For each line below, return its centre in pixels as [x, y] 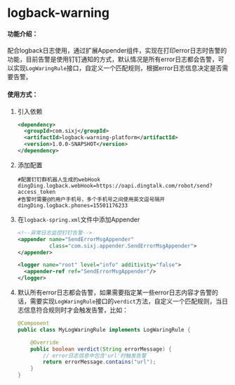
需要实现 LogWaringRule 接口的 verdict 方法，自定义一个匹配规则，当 [126, 301]
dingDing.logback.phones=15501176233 [73, 205]
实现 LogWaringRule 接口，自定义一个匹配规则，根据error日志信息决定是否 [117, 68]
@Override [45, 342]
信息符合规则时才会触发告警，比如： [76, 310]
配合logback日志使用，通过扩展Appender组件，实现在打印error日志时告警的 [117, 51]
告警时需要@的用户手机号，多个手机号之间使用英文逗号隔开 [93, 199]
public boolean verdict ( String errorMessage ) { [101, 349]
